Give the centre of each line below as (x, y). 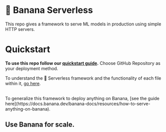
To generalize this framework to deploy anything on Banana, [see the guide (82, 98)
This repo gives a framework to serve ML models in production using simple (83, 24)
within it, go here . (23, 83)
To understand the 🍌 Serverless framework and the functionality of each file (83, 78)
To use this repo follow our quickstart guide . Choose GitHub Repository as (83, 63)
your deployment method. (32, 68)
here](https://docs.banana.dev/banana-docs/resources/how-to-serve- (78, 104)
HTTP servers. (20, 29)
